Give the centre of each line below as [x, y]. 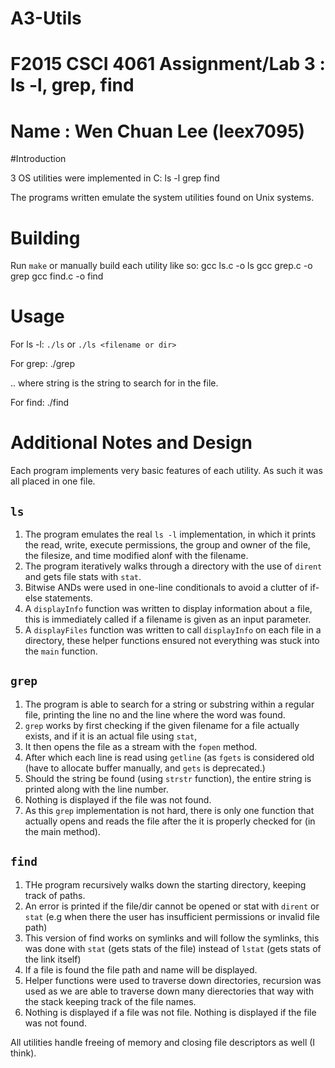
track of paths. [55, 895]
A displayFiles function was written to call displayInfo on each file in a [173, 629]
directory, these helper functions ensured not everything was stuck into [172, 640]
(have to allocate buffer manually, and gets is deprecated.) [145, 768]
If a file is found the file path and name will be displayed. [141, 969]
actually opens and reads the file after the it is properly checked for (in [170, 821]
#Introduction [38, 159]
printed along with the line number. [96, 789]
